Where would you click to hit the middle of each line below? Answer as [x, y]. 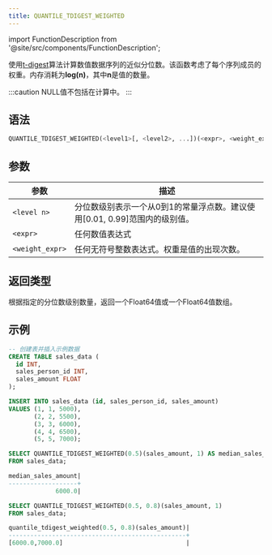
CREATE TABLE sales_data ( [54, 357]
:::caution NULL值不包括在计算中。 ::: [70, 92]
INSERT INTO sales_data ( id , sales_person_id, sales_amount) [114, 402]
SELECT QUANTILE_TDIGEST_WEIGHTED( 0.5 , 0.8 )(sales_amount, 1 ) [115, 506]
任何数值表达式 [103, 234]
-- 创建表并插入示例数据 [44, 349]
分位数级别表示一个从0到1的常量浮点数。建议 [161, 207]
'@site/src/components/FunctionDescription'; [84, 47]
